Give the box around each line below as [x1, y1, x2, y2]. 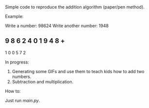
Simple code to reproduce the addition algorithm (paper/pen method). [5, 4, 145, 10]
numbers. [12, 74, 32, 79]
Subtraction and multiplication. [12, 78, 74, 84]
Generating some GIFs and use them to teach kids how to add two [12, 68, 145, 74]
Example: [5, 14, 24, 19]
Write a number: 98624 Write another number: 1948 [5, 23, 109, 29]
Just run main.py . [5, 97, 40, 103]
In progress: [5, 59, 29, 65]
